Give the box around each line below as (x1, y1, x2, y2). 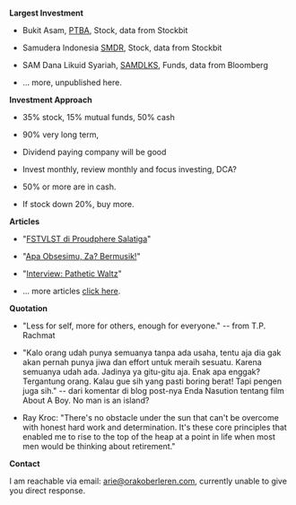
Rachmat (22, 330, 56, 340)
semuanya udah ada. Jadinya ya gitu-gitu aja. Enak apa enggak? (22, 367, 261, 377)
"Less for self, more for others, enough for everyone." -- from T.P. (22, 320, 266, 331)
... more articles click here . (22, 286, 121, 296)
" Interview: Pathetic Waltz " (22, 268, 123, 279)
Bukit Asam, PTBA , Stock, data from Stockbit (22, 25, 188, 35)
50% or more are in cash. (22, 181, 117, 192)
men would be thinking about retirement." (22, 441, 176, 451)
